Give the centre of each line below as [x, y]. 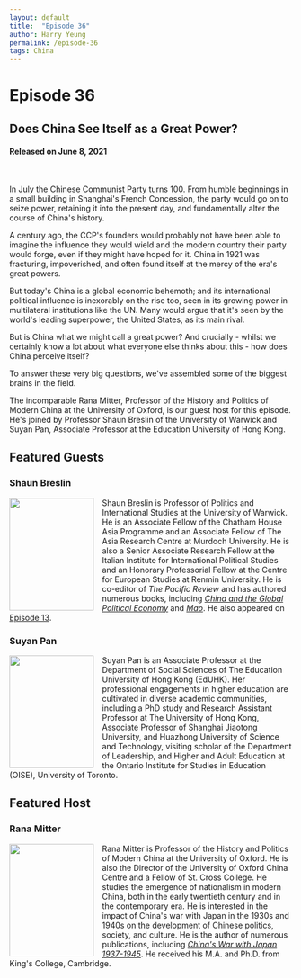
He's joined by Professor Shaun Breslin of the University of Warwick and [143, 419]
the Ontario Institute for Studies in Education [184, 765]
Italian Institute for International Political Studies [190, 560]
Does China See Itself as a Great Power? [124, 128]
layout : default [40, 18]
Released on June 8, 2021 [58, 152]
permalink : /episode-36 [54, 43]
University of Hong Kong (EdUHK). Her [173, 679]
